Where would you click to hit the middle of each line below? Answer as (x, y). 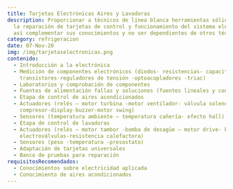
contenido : (23, 59)
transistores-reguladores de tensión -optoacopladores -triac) (113, 78)
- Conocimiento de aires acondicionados (72, 174)
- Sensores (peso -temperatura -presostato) (79, 143)
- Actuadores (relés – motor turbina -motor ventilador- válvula (110, 104)
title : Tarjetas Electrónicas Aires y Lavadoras (79, 13)
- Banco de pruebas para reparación (66, 155)
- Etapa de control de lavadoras (62, 123)
